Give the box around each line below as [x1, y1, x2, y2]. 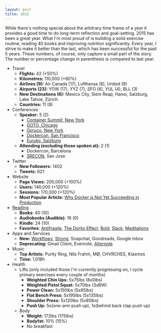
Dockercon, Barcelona [26, 148, 71, 153]
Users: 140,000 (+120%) [19, 184, 69, 190]
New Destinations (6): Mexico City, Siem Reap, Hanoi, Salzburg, [19, 91, 148, 97]
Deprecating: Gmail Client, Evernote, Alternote [19, 241, 113, 247]
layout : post [5, 7, 32, 12]
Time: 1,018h [19, 256, 45, 262]
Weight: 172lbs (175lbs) [26, 313, 74, 318]
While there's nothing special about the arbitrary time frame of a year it [5, 25, 147, 31]
